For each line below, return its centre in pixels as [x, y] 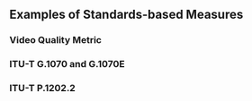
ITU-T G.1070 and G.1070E [67, 64]
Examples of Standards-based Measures [126, 15]
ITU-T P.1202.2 [43, 88]
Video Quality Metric [55, 40]
